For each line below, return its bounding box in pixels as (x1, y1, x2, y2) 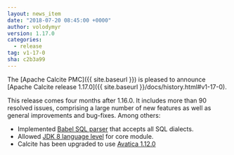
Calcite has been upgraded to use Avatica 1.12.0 (17, 140, 156, 148)
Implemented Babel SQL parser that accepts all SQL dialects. (17, 124, 194, 133)
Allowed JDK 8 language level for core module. (17, 132, 154, 140)
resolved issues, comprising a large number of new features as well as (7, 103, 212, 112)
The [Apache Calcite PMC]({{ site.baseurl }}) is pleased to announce (7, 75, 206, 83)
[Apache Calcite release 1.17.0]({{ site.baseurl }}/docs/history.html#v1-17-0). (7, 82, 227, 91)
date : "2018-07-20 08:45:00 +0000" (7, 17, 112, 24)
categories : (7, 36, 42, 43)
